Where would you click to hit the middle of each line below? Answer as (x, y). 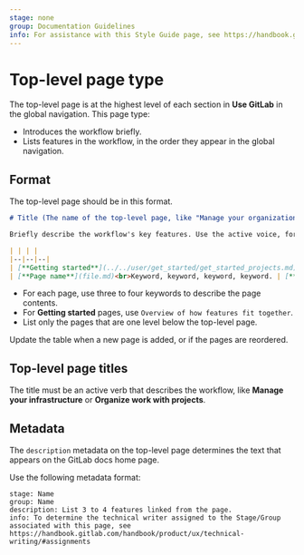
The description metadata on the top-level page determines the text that (146, 450)
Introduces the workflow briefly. (82, 131)
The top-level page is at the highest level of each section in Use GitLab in (146, 104)
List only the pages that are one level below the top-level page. (140, 322)
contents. (40, 303)
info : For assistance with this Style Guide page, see (115, 34)
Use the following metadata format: (75, 477)
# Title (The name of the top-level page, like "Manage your (127, 219)
